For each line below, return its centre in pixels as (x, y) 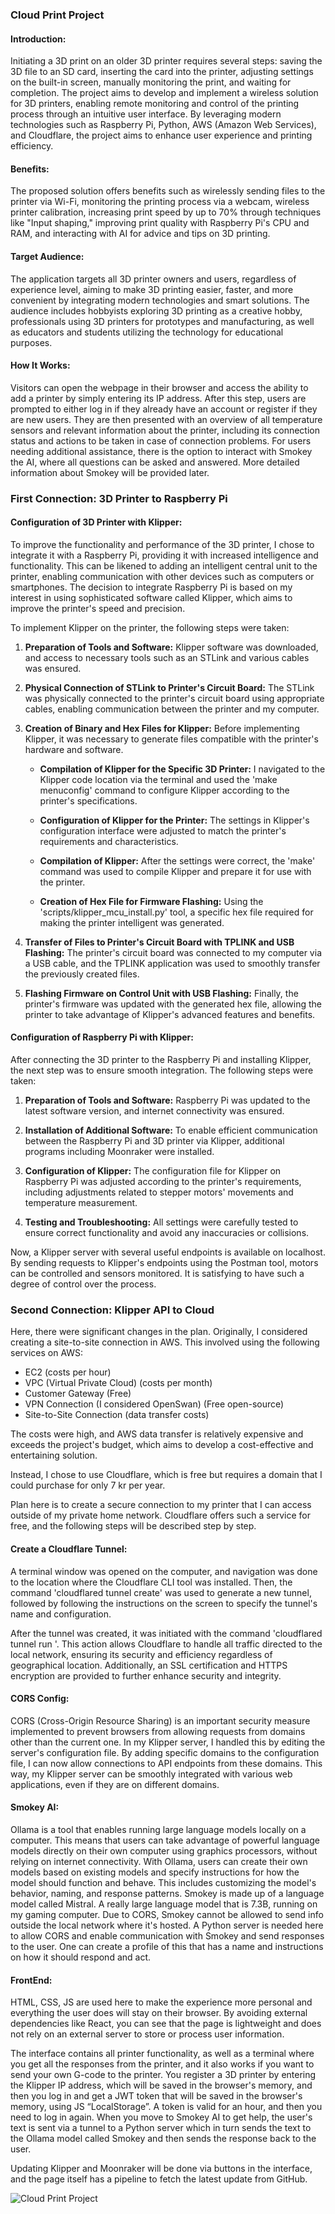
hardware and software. (74, 749)
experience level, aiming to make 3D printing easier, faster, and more (152, 289)
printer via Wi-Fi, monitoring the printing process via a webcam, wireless (160, 202)
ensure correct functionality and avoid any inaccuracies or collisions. (167, 1233)
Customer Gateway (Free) (78, 1394)
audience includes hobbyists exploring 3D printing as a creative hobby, (156, 310)
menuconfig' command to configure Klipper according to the (164, 790)
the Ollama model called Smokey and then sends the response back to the (163, 2139)
